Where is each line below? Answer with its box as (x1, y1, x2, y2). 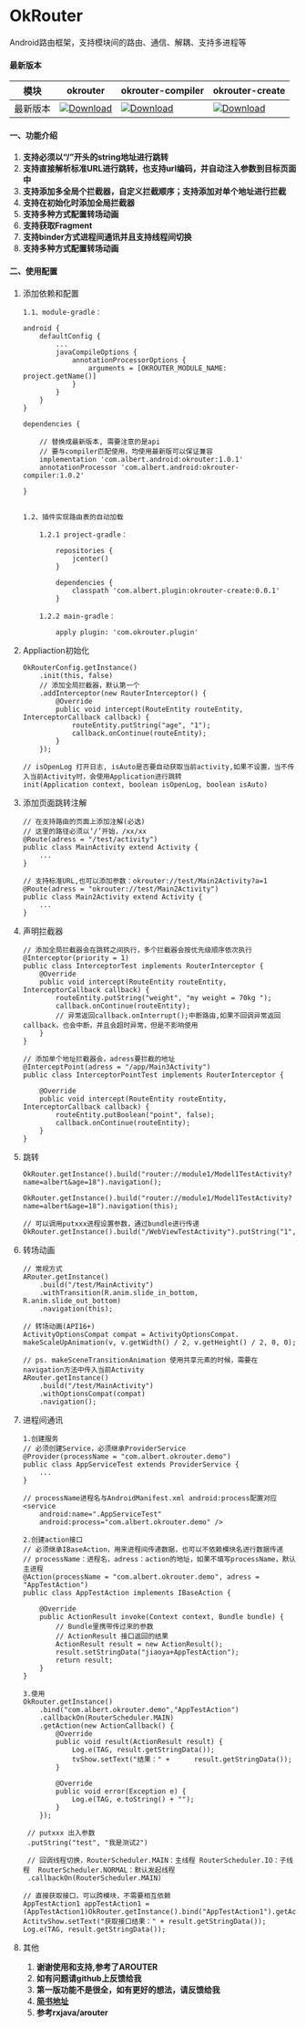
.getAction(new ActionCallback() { (39, 1721, 175, 1730)
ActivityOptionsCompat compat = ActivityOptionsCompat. (22, 1330, 240, 1339)
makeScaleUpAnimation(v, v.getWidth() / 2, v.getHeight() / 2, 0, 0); (22, 1338, 297, 1347)
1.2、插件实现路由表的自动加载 (22, 512, 124, 521)
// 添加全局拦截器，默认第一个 (39, 681, 140, 690)
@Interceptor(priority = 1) (22, 953, 129, 963)
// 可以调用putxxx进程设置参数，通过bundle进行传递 (22, 1219, 200, 1228)
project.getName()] (22, 371, 97, 381)
